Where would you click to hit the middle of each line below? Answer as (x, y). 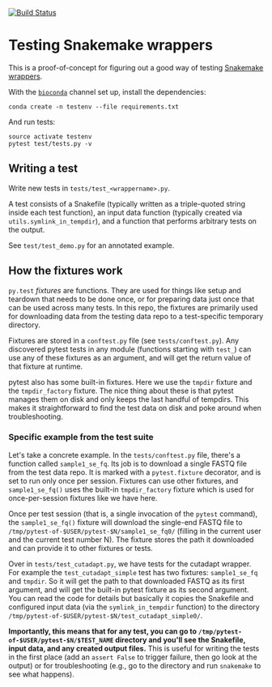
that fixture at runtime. (46, 366)
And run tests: (32, 122)
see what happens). (42, 674)
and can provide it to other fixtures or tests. (81, 548)
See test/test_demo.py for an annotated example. (91, 245)
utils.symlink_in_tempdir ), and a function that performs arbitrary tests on (133, 221)
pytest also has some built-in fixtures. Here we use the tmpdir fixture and (130, 382)
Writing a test (43, 169)
